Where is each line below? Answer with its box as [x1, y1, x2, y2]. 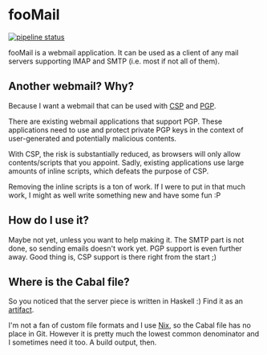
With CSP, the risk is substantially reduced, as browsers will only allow [8, 149, 241, 158]
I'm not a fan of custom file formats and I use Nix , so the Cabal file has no [8, 320, 251, 330]
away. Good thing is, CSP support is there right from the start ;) [8, 251, 217, 262]
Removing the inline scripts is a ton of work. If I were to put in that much [8, 182, 246, 191]
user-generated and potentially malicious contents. [8, 133, 177, 143]
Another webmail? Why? [8, 80, 135, 93]
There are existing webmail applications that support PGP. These [8, 116, 223, 126]
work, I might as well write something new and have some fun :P [8, 190, 221, 200]
